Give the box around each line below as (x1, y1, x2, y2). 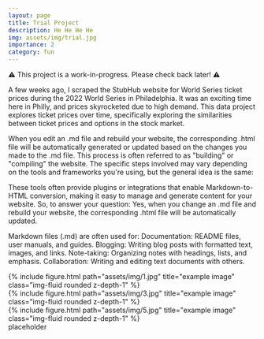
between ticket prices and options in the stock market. (8, 119, 185, 128)
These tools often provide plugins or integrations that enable (8, 183, 205, 192)
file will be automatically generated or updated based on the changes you (8, 143, 247, 151)
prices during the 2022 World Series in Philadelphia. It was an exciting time (8, 94, 252, 102)
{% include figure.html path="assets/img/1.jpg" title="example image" (8, 272, 235, 281)
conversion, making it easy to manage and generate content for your (29, 191, 253, 200)
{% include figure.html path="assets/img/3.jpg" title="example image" (8, 289, 236, 298)
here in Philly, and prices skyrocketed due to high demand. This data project (8, 102, 256, 111)
